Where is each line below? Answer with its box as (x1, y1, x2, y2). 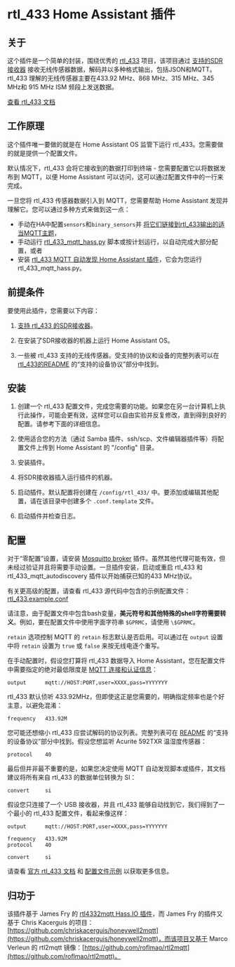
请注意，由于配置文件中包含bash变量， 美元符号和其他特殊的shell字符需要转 (7, 609, 227, 618)
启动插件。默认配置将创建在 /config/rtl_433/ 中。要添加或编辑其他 (17, 488, 213, 497)
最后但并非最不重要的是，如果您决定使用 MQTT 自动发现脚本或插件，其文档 (7, 764, 226, 773)
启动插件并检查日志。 (17, 512, 79, 520)
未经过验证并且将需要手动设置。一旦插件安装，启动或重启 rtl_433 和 (7, 563, 203, 572)
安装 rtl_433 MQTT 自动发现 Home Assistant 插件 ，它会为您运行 (17, 255, 202, 263)
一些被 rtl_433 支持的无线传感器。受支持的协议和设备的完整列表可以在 (17, 351, 220, 359)
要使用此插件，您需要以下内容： (7, 306, 100, 314)
